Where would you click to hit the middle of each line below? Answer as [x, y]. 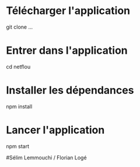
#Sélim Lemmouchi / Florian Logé [46, 157]
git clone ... [20, 27]
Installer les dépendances [70, 90]
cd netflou [18, 67]
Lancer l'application [55, 130]
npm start [18, 146]
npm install [19, 106]
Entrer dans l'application [67, 51]
